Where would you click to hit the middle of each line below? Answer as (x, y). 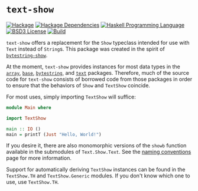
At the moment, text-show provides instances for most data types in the (93, 67)
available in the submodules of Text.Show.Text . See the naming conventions (99, 152)
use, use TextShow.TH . (33, 182)
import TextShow (26, 118)
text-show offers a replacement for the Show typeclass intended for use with (98, 42)
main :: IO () (24, 129)
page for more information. (39, 158)
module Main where (29, 107)
